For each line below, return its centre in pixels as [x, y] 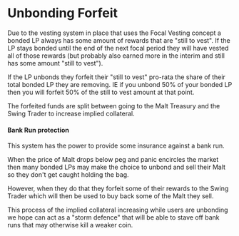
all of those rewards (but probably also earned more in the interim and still [116, 56]
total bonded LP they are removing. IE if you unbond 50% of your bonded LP [120, 84]
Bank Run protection [39, 130]
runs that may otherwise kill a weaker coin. [70, 225]
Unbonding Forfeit [62, 13]
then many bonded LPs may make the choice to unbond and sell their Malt [117, 167]
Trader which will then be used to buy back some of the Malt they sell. [111, 196]
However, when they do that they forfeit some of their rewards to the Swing [118, 189]
